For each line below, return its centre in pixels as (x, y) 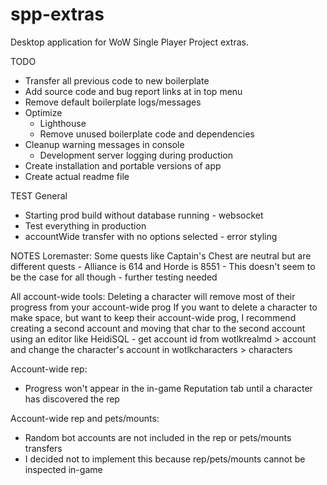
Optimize (43, 112)
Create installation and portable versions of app (123, 165)
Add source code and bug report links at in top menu (133, 91)
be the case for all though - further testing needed (114, 277)
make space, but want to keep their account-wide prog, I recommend (153, 317)
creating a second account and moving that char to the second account (158, 328)
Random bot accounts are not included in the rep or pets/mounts (158, 437)
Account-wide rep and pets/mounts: (85, 418)
